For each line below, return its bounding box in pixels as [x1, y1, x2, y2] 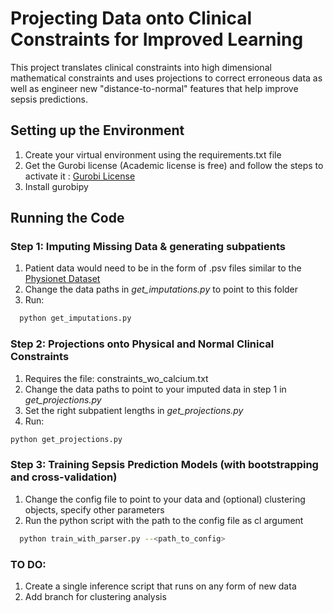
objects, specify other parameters [24, 503, 165, 516]
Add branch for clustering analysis [24, 590, 167, 602]
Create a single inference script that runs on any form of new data [24, 580, 297, 592]
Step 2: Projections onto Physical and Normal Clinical [10, 337, 275, 351]
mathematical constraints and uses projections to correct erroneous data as [10, 72, 323, 84]
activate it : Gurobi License [24, 170, 136, 182]
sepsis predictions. [10, 93, 89, 105]
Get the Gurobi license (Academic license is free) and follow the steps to [24, 159, 324, 171]
